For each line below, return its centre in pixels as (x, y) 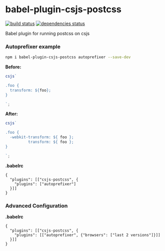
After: (12, 114)
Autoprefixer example (33, 46)
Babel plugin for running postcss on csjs (48, 33)
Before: (13, 67)
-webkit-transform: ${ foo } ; (42, 137)
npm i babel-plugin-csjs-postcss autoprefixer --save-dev (68, 57)
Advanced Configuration (36, 206)
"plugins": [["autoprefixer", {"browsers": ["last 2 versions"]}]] (87, 235)
